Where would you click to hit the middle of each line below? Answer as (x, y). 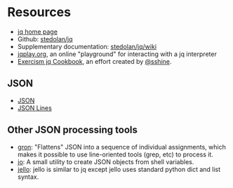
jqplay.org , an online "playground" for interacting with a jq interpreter (117, 54)
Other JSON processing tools (73, 130)
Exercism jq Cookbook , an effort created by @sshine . (94, 61)
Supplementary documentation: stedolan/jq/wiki (87, 46)
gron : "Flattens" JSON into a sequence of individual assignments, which (121, 147)
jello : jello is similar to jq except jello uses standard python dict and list (119, 169)
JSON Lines (35, 108)
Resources (39, 12)
